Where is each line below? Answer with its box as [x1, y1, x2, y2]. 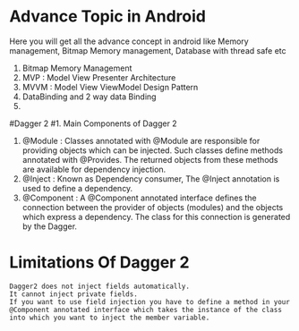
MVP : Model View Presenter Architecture [21, 72, 176, 82]
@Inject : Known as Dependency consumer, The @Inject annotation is [21, 173, 280, 184]
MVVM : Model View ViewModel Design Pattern [21, 81, 199, 92]
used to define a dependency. [21, 182, 133, 193]
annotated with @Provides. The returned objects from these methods [21, 154, 278, 165]
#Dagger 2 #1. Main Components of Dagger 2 [9, 118, 177, 129]
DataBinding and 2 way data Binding [21, 91, 157, 102]
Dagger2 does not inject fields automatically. [9, 282, 191, 291]
